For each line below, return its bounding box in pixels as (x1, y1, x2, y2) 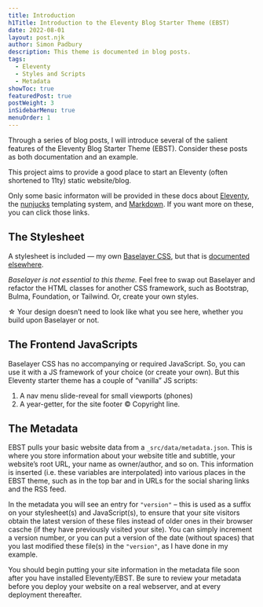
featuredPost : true (8, 92, 72, 100)
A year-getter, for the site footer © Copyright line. (19, 399, 181, 409)
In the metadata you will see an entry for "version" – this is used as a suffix (8, 500, 251, 510)
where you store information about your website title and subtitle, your (8, 451, 236, 461)
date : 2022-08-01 (8, 26, 65, 34)
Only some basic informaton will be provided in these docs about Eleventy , (8, 190, 250, 200)
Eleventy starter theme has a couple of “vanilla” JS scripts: (8, 375, 198, 385)
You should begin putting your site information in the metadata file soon (8, 565, 240, 575)
